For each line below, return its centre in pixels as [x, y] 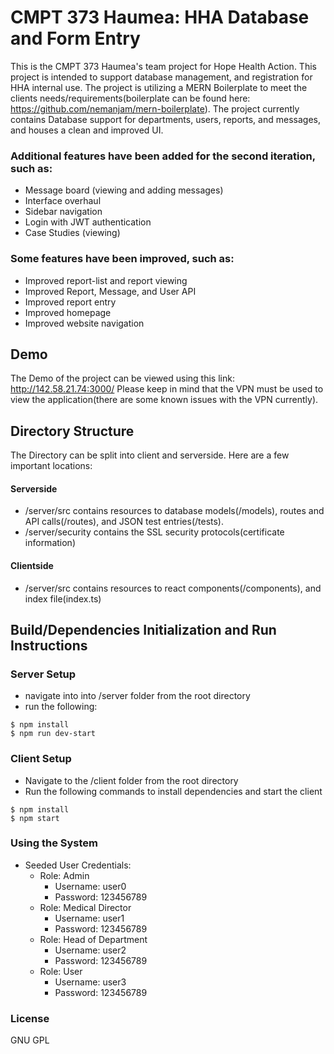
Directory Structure [72, 431]
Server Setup [43, 674]
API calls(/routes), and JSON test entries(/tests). [124, 522]
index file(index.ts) [63, 598]
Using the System [54, 843]
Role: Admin [64, 875]
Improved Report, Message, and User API [110, 291]
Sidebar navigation [63, 212]
